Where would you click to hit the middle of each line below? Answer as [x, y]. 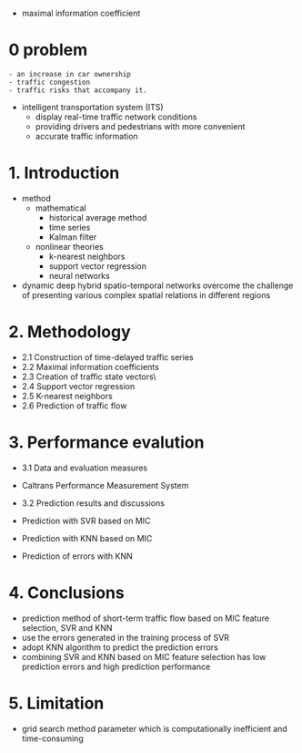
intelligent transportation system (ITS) [93, 107]
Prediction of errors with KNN [77, 556]
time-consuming [52, 738]
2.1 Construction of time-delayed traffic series [107, 357]
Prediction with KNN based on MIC [87, 538]
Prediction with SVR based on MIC [86, 521]
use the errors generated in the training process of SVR [125, 637]
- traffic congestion [50, 82]
